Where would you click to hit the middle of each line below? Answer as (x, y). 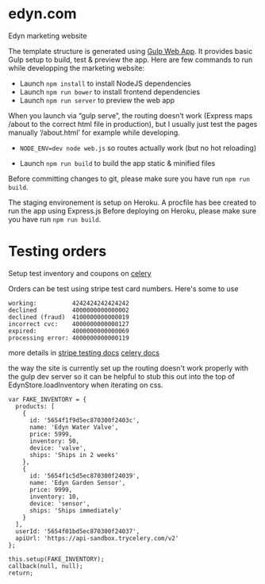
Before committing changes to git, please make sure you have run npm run (129, 179)
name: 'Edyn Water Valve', (74, 427)
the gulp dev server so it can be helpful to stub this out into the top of (122, 376)
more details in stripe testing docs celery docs (84, 352)
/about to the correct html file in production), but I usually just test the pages (133, 124)
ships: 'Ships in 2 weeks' (74, 455)
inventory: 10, (54, 497)
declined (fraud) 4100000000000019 (69, 317)
